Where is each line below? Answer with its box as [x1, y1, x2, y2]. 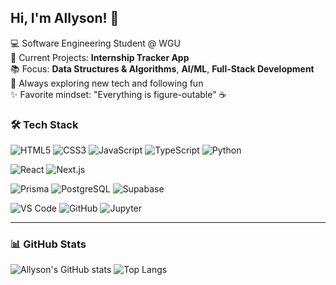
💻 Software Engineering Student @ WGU [10, 37, 181, 49]
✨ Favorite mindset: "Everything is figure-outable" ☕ [10, 88, 227, 100]
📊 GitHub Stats [10, 237, 87, 251]
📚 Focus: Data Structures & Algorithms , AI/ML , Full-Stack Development [10, 62, 315, 75]
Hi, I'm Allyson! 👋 [10, 10, 120, 27]
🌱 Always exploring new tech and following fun [10, 77, 204, 89]
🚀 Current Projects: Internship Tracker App [10, 51, 190, 63]
